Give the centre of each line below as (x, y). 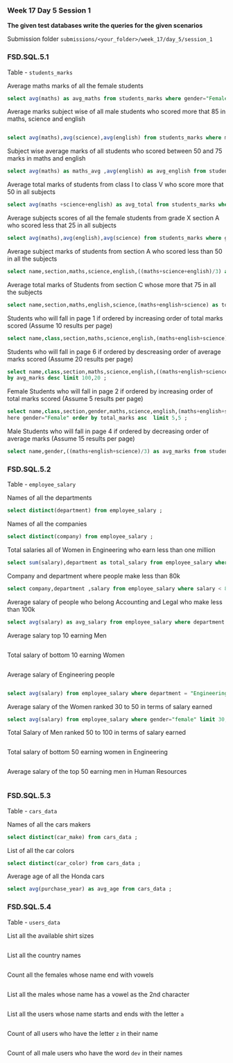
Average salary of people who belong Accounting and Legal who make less (115, 602)
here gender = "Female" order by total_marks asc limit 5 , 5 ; (97, 418)
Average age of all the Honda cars (56, 876)
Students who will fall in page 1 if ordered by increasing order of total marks (115, 318)
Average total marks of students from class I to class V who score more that (115, 185)
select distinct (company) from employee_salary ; (80, 537)
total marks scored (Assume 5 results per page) (75, 399)
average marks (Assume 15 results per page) (71, 439)
